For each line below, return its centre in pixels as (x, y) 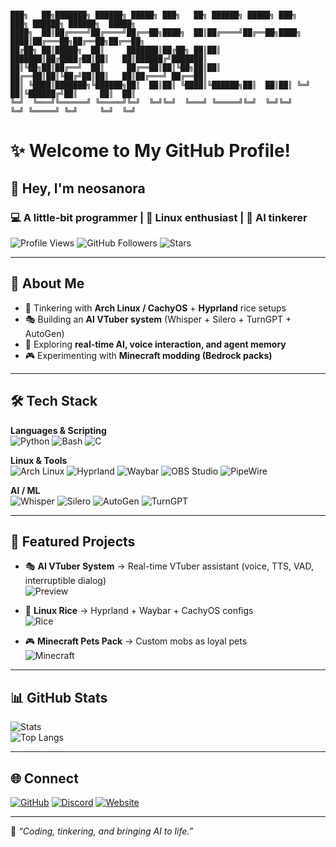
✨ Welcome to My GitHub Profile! (151, 151)
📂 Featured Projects (73, 541)
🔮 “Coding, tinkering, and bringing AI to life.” (102, 831)
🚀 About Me (47, 283)
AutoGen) (44, 333)
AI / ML (25, 490)
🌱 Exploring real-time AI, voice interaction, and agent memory (155, 344)
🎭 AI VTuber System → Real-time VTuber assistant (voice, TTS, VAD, (169, 566)
